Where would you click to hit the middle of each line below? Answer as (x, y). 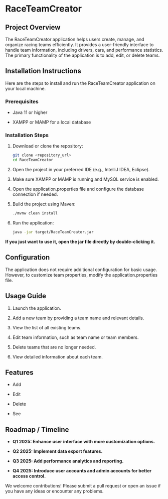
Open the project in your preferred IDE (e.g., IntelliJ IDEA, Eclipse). (81, 170)
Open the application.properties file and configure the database (78, 189)
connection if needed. (35, 194)
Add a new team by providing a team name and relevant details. (78, 318)
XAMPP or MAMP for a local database (52, 122)
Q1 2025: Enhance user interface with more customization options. (84, 442)
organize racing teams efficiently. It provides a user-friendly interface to (79, 45)
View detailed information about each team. (57, 356)
